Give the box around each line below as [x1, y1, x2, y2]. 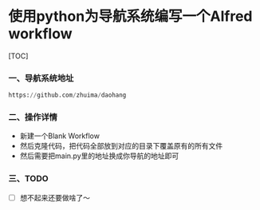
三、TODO [8, 173, 49, 184]
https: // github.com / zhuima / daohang [8, 91, 127, 100]
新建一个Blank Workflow [19, 131, 100, 141]
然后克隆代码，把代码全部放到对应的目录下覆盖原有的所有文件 [19, 141, 223, 151]
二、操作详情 [8, 112, 58, 123]
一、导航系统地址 [8, 73, 74, 84]
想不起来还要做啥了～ [19, 192, 90, 202]
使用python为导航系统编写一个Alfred [8, 7, 253, 26]
